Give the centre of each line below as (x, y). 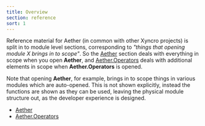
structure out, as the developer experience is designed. (76, 98)
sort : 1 (16, 23)
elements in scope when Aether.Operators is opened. (74, 67)
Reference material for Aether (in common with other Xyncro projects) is (97, 41)
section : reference (31, 18)
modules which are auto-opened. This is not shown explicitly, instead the (99, 85)
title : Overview (27, 12)
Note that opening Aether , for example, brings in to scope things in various (101, 79)
